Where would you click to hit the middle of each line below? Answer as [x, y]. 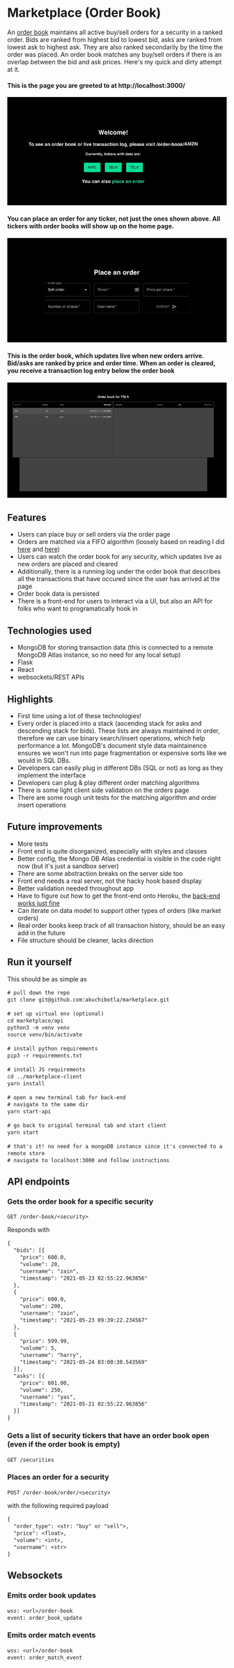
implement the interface [52, 775]
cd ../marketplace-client [45, 1076]
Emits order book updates [52, 1595]
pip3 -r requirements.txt [45, 1055]
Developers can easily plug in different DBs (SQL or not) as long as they [120, 768]
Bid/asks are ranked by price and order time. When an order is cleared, [111, 363]
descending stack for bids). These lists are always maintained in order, [119, 731]
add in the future [41, 932]
